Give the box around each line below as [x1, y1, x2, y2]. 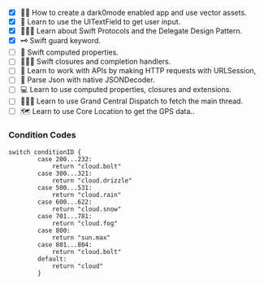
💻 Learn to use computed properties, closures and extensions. [19, 85, 232, 94]
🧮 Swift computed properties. [19, 47, 119, 57]
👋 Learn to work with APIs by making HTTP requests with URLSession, [19, 66, 257, 76]
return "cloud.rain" [51, 191, 122, 199]
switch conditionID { [8, 147, 82, 156]
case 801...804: [37, 240, 93, 248]
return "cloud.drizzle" [51, 176, 132, 185]
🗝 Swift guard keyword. [19, 36, 102, 46]
